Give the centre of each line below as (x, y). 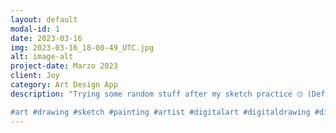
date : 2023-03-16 (46, 38)
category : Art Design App (64, 85)
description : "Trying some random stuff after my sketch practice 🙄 (156, 94)
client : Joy (35, 76)
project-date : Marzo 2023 (64, 66)
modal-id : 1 (35, 29)
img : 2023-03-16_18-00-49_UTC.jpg (82, 47)
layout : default (44, 19)
